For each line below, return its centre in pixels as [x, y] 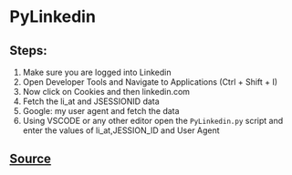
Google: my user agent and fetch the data [101, 111]
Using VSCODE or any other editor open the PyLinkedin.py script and [153, 121]
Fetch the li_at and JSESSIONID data [91, 101]
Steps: [28, 51]
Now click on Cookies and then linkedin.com [106, 92]
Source [31, 159]
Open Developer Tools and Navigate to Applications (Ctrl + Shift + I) [150, 82]
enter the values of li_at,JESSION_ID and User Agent [121, 130]
